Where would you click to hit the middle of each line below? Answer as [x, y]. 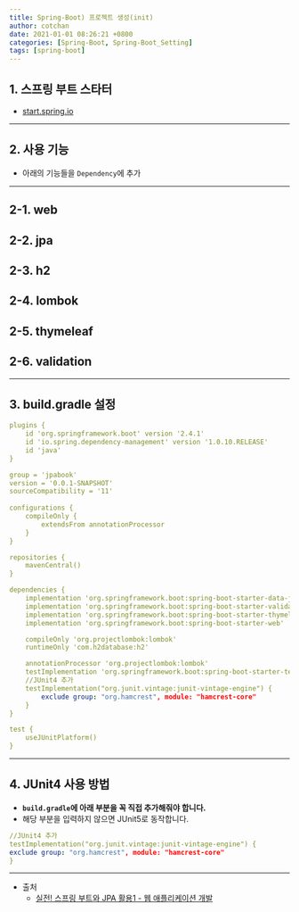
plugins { [28, 426]
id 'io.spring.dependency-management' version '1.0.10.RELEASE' [147, 443]
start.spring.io [48, 111]
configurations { [41, 508]
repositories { [37, 557]
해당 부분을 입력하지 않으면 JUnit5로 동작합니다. [105, 818]
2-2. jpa [31, 240]
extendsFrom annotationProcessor [103, 524]
